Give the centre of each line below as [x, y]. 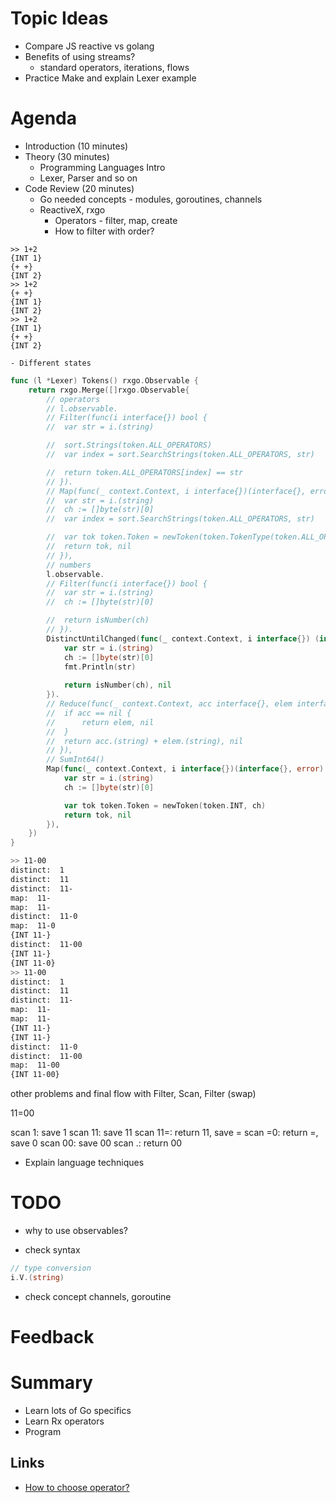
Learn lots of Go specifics [78, 1410]
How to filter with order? [104, 231]
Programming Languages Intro [102, 167]
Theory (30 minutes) [67, 156]
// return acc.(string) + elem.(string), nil [145, 741]
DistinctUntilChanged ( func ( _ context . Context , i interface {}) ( [183, 638]
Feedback [52, 1337]
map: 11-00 [35, 1065]
